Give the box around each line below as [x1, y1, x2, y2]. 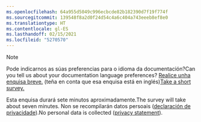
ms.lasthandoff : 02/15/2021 [6, 31, 77, 37]
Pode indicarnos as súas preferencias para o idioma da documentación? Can [6, 65, 196, 72]
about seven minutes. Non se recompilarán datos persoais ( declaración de [6, 103, 191, 109]
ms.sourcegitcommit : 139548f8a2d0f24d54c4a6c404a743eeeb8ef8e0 [6, 14, 169, 21]
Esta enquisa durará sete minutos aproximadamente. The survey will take [6, 96, 187, 103]
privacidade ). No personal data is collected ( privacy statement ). [6, 109, 163, 116]
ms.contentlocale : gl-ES [6, 25, 69, 32]
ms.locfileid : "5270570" [6, 37, 69, 43]
